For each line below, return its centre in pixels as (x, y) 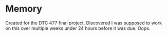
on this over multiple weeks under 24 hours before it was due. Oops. (78, 28)
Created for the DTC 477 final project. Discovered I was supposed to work (84, 23)
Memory (24, 9)
